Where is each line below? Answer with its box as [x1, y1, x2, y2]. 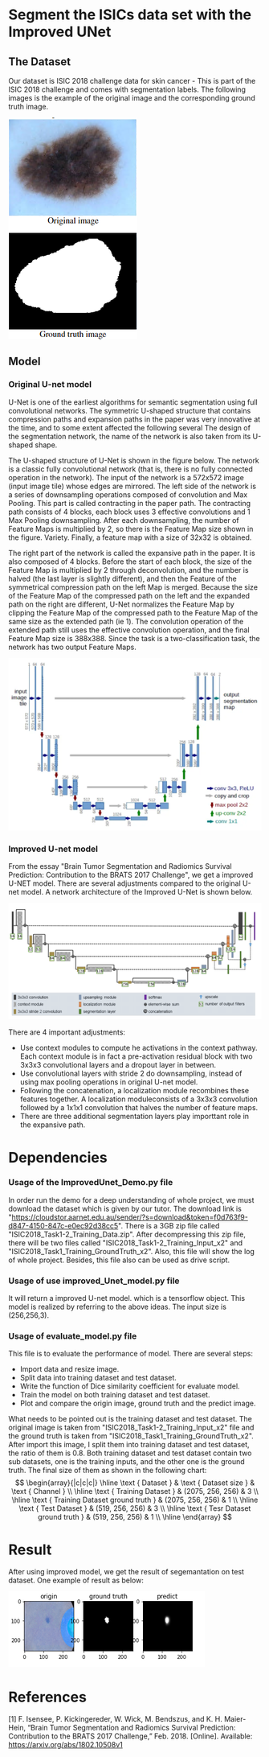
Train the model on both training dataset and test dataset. [19, 1390, 210, 1400]
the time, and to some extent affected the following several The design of [8, 422, 251, 432]
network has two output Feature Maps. [8, 642, 137, 652]
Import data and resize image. [19, 1364, 120, 1374]
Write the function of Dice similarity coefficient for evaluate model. [19, 1381, 240, 1391]
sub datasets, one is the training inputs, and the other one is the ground [8, 1457, 245, 1467]
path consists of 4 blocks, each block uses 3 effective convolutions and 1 [8, 507, 251, 516]
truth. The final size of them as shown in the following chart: [8, 1466, 207, 1475]
